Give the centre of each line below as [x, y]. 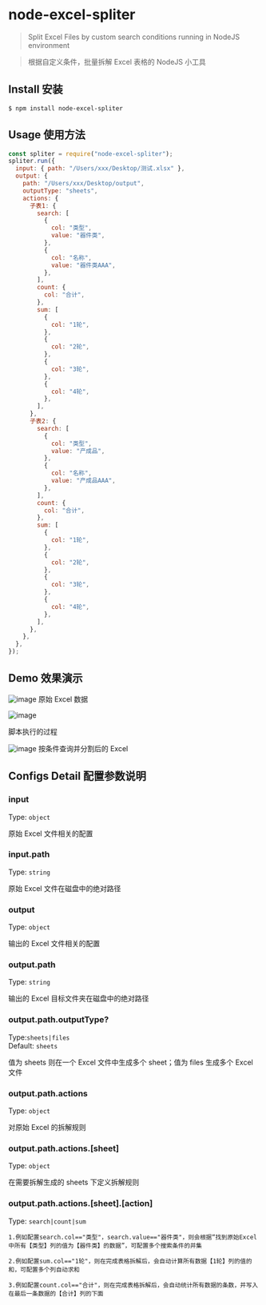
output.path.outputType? [59, 1020]
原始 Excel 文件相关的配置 [51, 834]
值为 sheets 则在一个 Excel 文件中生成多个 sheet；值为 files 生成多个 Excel [131, 1062]
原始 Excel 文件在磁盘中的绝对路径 [65, 888]
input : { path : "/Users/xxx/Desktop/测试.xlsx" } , [100, 169]
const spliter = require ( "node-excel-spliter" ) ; [91, 153]
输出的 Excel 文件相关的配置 [54, 944]
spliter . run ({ [32, 161]
